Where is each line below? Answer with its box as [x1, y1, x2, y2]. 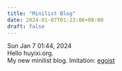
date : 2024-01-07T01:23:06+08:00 [7, 17, 104, 23]
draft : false [7, 23, 45, 30]
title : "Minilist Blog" [7, 10, 76, 17]
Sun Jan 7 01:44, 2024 [7, 42, 72, 50]
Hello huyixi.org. [7, 49, 54, 57]
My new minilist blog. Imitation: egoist [7, 57, 116, 65]
